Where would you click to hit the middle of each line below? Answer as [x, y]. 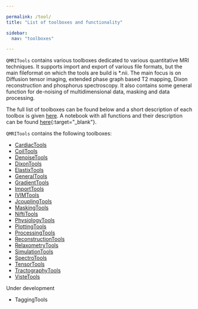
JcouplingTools [33, 201]
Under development [30, 288]
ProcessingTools [35, 233]
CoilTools [26, 151]
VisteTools [27, 277]
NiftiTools [26, 214]
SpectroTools [31, 258]
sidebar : [17, 33]
